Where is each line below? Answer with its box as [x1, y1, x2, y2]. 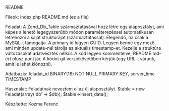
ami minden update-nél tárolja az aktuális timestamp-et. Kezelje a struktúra [5, 45, 161, 51]
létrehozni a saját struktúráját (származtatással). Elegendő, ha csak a [5, 35, 149, 40]
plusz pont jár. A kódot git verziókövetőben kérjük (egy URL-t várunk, [12, 56, 156, 62]
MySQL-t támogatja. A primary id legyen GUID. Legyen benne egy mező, [5, 40, 156, 46]
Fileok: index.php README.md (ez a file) [5, 14, 89, 20]
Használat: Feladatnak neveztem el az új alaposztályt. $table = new [5, 86, 145, 92]
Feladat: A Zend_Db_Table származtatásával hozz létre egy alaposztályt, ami [5, 24, 164, 30]
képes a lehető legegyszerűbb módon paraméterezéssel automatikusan [5, 29, 154, 35]
